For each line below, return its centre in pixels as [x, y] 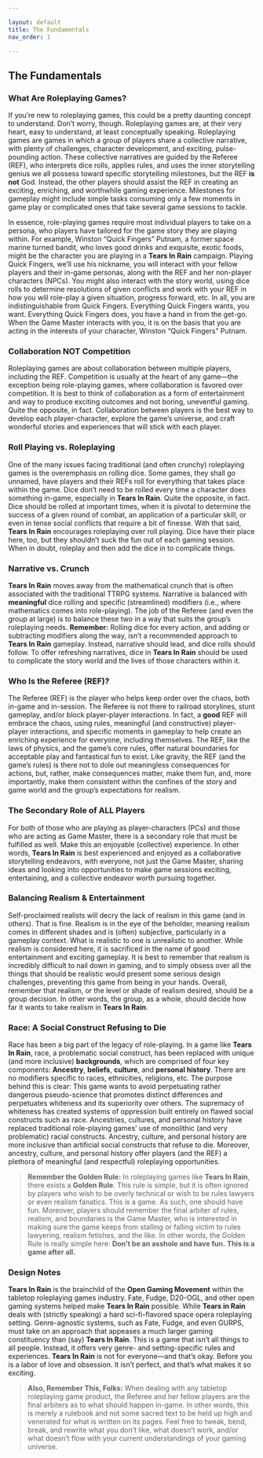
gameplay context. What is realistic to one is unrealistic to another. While [126, 940]
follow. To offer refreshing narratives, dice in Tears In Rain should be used [128, 652]
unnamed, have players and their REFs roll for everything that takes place [126, 481]
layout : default [35, 22]
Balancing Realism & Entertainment [77, 898]
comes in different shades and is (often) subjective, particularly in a [117, 932]
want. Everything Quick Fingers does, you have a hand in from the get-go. [128, 315]
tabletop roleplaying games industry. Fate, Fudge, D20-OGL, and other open [131, 1298]
